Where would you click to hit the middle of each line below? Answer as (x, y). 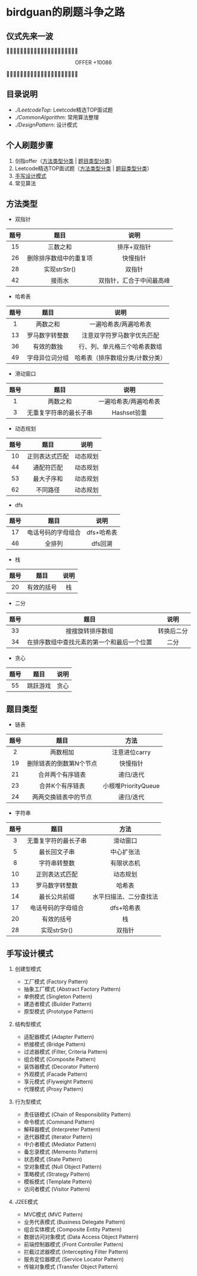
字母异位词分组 (48, 358)
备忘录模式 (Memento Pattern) (61, 1152)
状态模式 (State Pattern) (53, 1160)
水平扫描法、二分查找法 (126, 897)
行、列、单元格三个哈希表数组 (120, 347)
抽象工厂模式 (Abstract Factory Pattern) (72, 989)
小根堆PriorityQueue (132, 786)
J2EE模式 (26, 1202)
